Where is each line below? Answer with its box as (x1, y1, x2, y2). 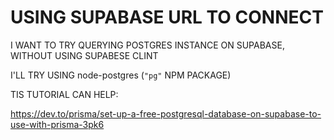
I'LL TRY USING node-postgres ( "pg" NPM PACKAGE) (10, 69, 232, 81)
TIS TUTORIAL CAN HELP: (10, 88, 119, 100)
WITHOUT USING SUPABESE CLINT (10, 49, 159, 61)
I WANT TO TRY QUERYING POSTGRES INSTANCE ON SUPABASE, (10, 39, 285, 51)
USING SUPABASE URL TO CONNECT (10, 6, 324, 29)
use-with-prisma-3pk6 (10, 118, 105, 130)
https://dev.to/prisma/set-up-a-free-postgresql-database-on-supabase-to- (10, 107, 322, 120)
